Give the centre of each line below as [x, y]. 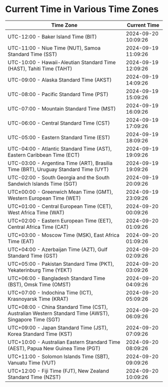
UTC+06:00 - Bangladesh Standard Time [56, 278]
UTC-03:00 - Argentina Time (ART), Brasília [60, 163]
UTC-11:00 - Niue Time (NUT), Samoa [54, 48]
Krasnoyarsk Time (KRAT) [38, 299]
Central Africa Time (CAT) [38, 227]
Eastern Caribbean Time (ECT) [44, 155]
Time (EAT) [21, 241]
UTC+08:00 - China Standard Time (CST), [58, 307]
